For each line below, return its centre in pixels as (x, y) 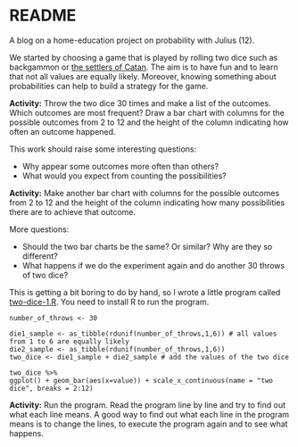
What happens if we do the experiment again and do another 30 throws (153, 265)
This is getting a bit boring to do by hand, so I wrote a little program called (145, 292)
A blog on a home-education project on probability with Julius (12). (132, 40)
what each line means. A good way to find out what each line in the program (149, 414)
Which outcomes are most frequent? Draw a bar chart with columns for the (147, 112)
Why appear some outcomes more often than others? (120, 166)
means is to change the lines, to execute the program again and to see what (149, 424)
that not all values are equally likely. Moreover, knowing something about (143, 76)
